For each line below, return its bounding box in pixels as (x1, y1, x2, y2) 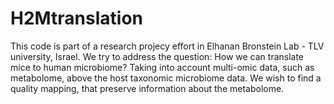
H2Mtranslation (10, 7, 143, 30)
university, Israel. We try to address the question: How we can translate (10, 50, 305, 62)
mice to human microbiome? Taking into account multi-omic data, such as (10, 61, 315, 73)
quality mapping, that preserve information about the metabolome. (10, 82, 285, 94)
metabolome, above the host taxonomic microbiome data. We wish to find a (10, 72, 322, 84)
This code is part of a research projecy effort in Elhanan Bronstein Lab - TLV (10, 40, 325, 52)
